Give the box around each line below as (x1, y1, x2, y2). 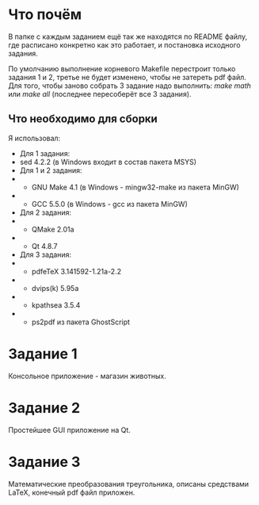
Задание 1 (8, 345, 78, 362)
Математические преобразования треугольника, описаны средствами (8, 479, 249, 488)
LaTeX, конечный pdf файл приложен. (8, 488, 135, 497)
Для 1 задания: (19, 148, 70, 158)
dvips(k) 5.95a (31, 283, 79, 293)
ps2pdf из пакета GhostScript (31, 317, 131, 327)
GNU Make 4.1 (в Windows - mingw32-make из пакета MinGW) (31, 182, 240, 192)
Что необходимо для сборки (8, 113, 158, 126)
